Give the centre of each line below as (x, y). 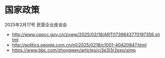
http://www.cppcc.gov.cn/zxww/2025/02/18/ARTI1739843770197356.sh (86, 34)
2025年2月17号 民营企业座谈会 (36, 25)
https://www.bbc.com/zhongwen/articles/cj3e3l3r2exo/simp (74, 50)
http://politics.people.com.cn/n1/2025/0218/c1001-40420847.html (79, 45)
